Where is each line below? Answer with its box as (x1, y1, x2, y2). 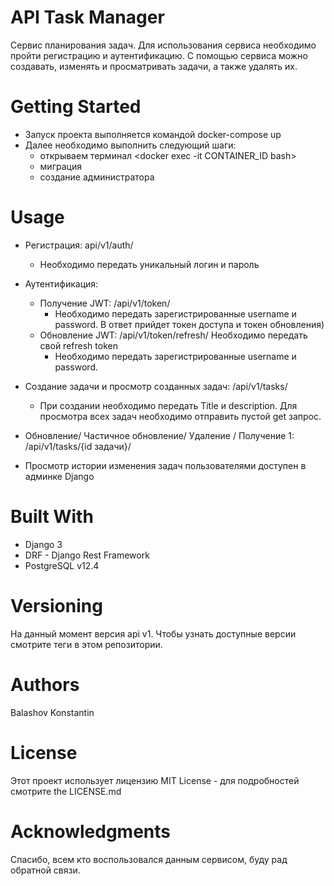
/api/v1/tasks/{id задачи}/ (24, 440, 132, 452)
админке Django (24, 470, 95, 482)
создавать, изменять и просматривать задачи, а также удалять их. (10, 60, 298, 72)
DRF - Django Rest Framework (24, 549, 150, 561)
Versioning (10, 594, 103, 617)
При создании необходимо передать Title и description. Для (39, 399, 298, 411)
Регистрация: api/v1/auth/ (24, 239, 134, 251)
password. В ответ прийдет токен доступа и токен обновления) (54, 318, 325, 330)
